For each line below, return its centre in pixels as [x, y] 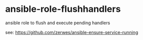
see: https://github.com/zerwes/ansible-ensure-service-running [72, 32]
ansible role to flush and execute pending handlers [58, 23]
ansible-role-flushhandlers [63, 9]
